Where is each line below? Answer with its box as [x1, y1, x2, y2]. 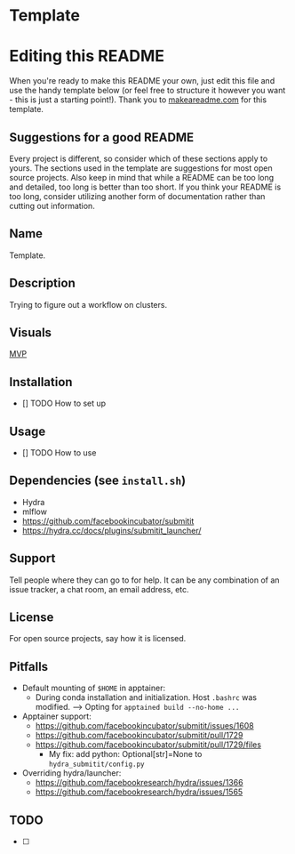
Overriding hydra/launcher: [21, 768, 122, 778]
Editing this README [9, 46, 165, 67]
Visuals [9, 325, 52, 340]
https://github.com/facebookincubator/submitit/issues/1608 [35, 721, 255, 731]
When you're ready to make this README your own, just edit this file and [9, 76, 275, 86]
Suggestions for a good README [9, 130, 195, 145]
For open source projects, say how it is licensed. [9, 633, 187, 644]
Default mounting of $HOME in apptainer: [21, 682, 166, 694]
